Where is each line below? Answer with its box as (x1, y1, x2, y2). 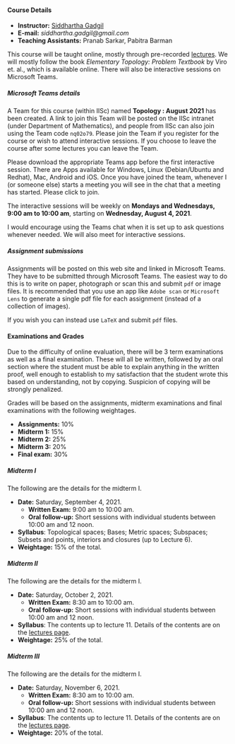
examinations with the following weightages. (7, 407, 136, 415)
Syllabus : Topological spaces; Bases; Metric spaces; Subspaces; (17, 528, 208, 537)
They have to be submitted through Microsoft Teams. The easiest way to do (7, 272, 228, 281)
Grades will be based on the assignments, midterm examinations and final (7, 399, 222, 407)
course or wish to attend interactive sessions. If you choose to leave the (7, 136, 217, 145)
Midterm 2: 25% (17, 435, 66, 443)
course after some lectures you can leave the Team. (7, 144, 159, 153)
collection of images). (7, 302, 71, 310)
